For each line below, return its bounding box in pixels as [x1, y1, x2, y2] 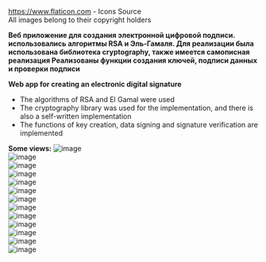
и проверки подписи [8, 64, 81, 74]
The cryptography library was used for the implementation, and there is [19, 103, 254, 112]
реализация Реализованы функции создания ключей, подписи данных [8, 55, 258, 65]
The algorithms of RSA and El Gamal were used [19, 95, 175, 104]
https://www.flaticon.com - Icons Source [8, 7, 141, 16]
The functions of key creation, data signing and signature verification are [19, 120, 258, 129]
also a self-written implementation [19, 112, 133, 121]
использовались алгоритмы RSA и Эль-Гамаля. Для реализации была [8, 39, 254, 48]
